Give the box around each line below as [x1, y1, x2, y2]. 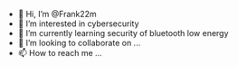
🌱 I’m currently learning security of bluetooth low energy [17, 28, 229, 38]
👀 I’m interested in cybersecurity [17, 18, 139, 29]
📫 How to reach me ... [17, 48, 102, 58]
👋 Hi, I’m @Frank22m [17, 9, 97, 19]
